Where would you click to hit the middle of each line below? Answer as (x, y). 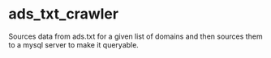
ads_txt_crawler (64, 14)
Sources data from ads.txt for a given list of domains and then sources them (135, 36)
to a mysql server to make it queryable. (74, 44)
